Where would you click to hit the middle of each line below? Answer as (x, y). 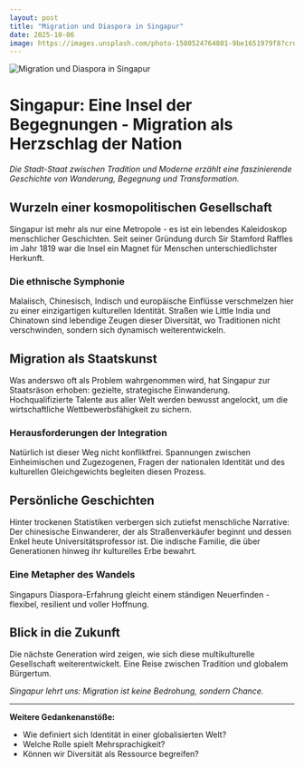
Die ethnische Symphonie (67, 281)
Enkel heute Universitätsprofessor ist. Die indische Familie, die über (135, 541)
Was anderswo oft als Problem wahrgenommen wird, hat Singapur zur (140, 381)
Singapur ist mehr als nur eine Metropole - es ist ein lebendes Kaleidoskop (148, 229)
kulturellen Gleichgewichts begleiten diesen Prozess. (108, 471)
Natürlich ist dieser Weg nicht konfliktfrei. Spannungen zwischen (130, 452)
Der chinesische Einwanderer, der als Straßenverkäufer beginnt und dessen (151, 532)
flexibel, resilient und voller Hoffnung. (79, 604)
